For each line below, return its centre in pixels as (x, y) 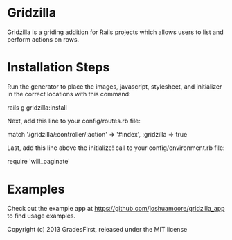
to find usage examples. (42, 216)
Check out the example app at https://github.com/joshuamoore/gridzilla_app (116, 208)
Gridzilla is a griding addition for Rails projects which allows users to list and (115, 32)
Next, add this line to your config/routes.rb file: (74, 121)
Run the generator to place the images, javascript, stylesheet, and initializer (115, 86)
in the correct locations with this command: (69, 94)
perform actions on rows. (43, 39)
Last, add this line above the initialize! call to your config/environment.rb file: (116, 148)
